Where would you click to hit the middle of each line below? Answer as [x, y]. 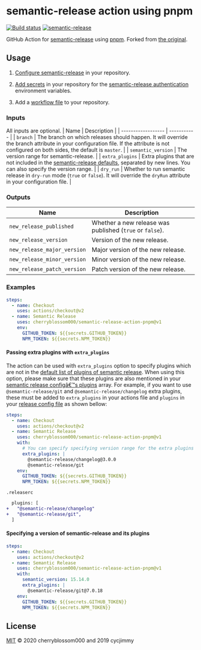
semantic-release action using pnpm [100, 11]
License [21, 626]
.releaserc [20, 493]
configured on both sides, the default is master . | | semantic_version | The [97, 150]
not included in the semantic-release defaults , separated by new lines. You [98, 162]
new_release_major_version [48, 250]
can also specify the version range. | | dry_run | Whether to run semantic [96, 169]
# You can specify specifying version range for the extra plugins [108, 449]
